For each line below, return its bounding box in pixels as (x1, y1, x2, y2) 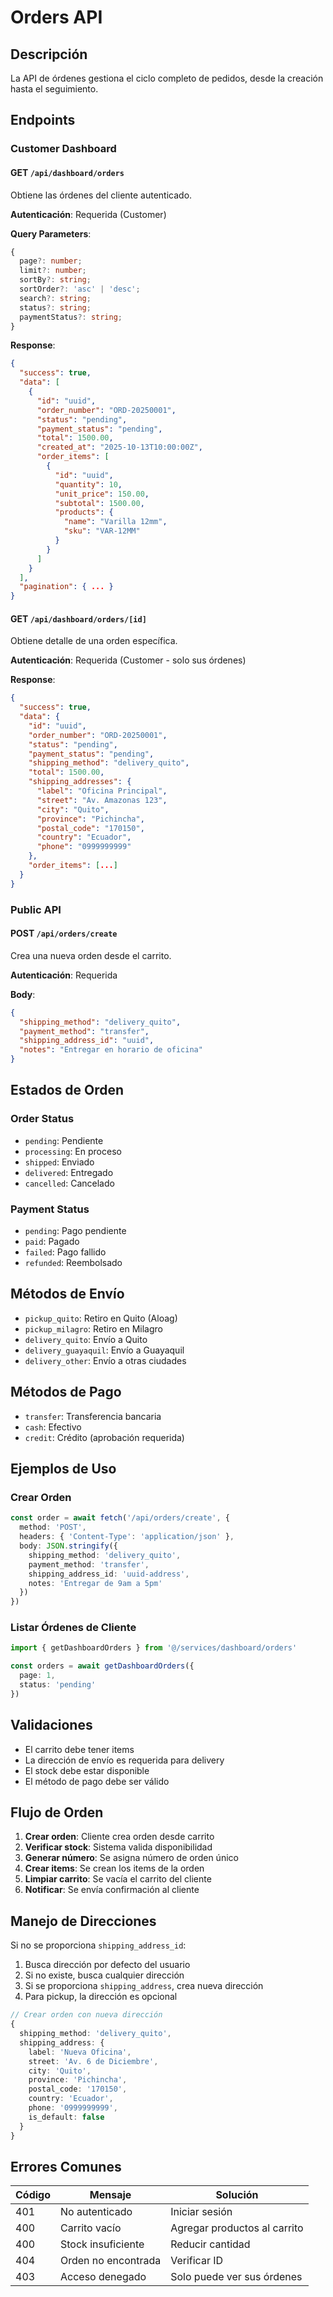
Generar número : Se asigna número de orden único (24, 1852, 239, 1864)
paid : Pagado (24, 1236, 80, 1248)
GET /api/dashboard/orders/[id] (10, 612, 147, 625)
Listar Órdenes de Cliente (10, 1621, 137, 1635)
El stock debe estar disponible (24, 1764, 150, 1776)
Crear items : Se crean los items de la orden (24, 1862, 205, 1875)
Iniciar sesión (170, 2205, 233, 2219)
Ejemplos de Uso (10, 1461, 117, 1478)
